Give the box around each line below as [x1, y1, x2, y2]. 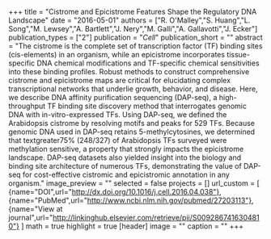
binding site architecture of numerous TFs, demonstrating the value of [8, 161, 243, 170]
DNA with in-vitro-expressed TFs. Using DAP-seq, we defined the [8, 110, 227, 119]
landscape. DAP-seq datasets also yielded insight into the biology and [8, 153, 242, 162]
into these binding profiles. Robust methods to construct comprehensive [8, 67, 250, 76]
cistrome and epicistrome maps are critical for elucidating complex [8, 76, 231, 85]
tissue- [226, 50, 251, 59]
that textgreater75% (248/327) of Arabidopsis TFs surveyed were [8, 136, 227, 145]
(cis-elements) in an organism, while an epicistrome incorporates [8, 50, 225, 59]
